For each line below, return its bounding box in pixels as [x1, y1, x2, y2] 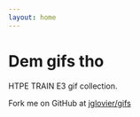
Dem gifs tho [8, 51, 105, 71]
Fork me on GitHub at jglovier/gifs [8, 97, 132, 108]
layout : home [8, 12, 57, 22]
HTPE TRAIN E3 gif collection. [8, 81, 118, 91]
